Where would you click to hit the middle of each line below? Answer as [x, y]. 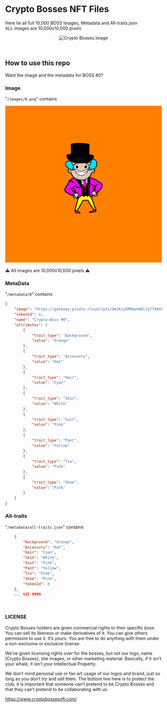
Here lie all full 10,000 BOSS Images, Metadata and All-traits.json [71, 23]
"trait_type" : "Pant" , [55, 441]
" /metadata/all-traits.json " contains [44, 527]
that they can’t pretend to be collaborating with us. [57, 689]
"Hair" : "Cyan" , [40, 553]
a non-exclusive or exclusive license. [43, 643]
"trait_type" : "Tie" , [54, 461]
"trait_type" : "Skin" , [55, 399]
